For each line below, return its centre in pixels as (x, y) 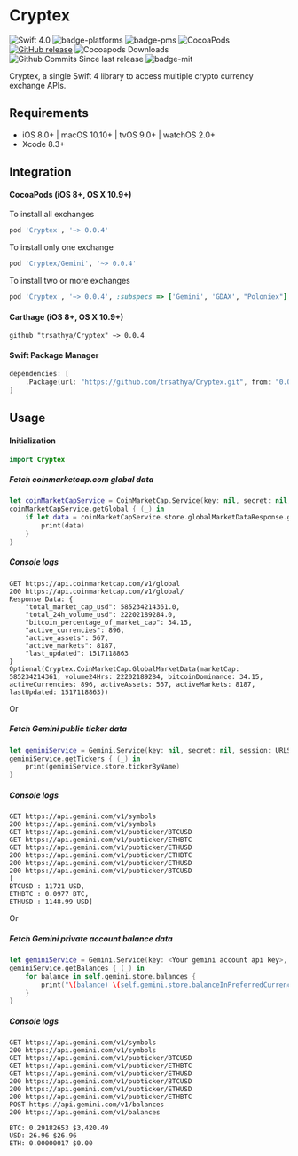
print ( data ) (63, 526)
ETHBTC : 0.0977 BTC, (49, 894)
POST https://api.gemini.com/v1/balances (87, 1105)
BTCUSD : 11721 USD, (47, 887)
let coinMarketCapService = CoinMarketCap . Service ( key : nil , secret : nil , (150, 501)
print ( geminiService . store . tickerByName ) (102, 767)
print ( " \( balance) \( (81, 985)
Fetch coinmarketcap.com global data (82, 480)
